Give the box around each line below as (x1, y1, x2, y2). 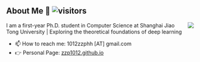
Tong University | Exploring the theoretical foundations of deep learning (6, 28, 182, 35)
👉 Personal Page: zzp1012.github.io (14, 49, 104, 56)
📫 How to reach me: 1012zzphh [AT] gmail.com (14, 40, 132, 47)
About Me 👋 (6, 6, 51, 16)
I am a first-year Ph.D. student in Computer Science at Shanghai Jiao (6, 21, 175, 29)
